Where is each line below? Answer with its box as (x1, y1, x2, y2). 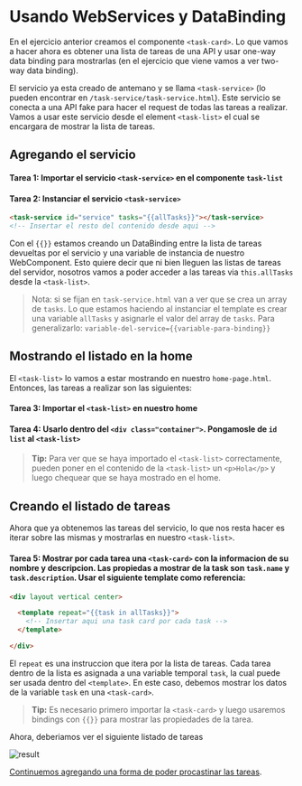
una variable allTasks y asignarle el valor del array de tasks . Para (31, 313, 275, 323)
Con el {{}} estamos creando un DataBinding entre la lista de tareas (9, 238, 262, 248)
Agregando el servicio (9, 147, 137, 163)
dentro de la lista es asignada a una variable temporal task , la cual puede (9, 667, 281, 678)
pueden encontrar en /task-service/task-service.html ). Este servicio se (9, 92, 281, 103)
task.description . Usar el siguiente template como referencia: (9, 572, 246, 583)
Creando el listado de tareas (9, 499, 171, 514)
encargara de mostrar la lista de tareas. (9, 120, 156, 132)
